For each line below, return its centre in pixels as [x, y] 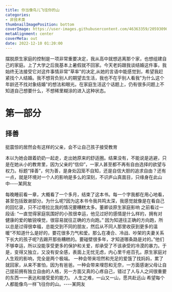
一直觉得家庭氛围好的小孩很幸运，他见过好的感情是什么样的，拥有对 [91, 214]
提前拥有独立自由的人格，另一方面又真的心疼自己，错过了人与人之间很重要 [88, 271]
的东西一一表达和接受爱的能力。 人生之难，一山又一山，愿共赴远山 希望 [81, 278]
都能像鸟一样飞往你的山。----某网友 [47, 284]
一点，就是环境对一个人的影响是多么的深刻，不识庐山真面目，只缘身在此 [81, 177]
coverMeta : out [21, 39]
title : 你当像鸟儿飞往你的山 [33, 10]
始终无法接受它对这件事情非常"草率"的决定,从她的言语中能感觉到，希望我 [82, 71]
